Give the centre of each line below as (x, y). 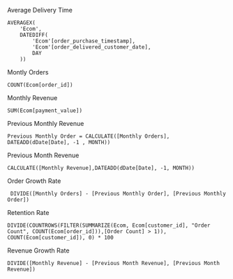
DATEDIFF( (34, 35)
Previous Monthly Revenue (46, 123)
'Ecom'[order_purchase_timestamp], (84, 41)
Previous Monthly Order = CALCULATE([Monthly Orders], (89, 136)
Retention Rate (28, 213)
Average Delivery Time (40, 10)
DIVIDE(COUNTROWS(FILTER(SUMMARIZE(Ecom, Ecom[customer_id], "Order (109, 225)
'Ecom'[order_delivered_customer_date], (92, 47)
